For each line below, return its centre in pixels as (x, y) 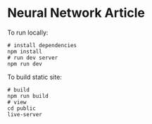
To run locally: (28, 32)
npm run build (28, 96)
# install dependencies (42, 45)
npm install (25, 51)
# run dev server (33, 58)
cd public (22, 108)
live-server (25, 114)
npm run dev (25, 64)
